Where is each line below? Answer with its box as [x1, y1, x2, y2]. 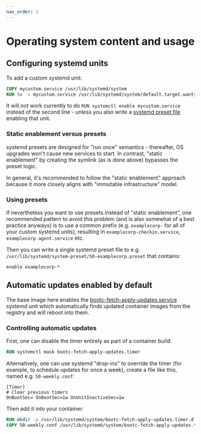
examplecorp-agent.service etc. [6, 234, 84, 241]
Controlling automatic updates [6, 324, 97, 332]
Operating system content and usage [6, 34, 195, 48]
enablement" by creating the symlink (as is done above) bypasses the [6, 156, 178, 163]
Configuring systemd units [6, 58, 109, 69]
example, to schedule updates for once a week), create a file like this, [6, 366, 178, 373]
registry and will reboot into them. [6, 309, 90, 316]
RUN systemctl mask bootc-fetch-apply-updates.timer [6, 349, 141, 355]
